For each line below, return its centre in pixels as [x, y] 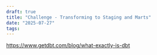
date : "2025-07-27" [31, 23]
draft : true [21, 12]
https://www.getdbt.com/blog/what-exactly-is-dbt [68, 45]
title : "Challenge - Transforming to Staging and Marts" [79, 17]
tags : [13, 28]
